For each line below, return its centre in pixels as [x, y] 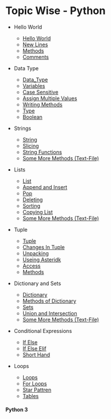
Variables [34, 85]
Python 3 [17, 409]
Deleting [33, 200]
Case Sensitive [40, 92]
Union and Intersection [50, 313]
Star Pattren [37, 390]
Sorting [31, 205]
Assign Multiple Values [50, 98]
